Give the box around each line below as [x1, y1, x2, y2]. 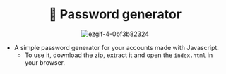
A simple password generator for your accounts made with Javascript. [13, 43, 219, 51]
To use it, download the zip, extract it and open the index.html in [24, 51, 213, 59]
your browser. [24, 58, 66, 66]
